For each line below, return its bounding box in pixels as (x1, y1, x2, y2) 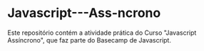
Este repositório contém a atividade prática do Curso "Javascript (7, 28, 197, 37)
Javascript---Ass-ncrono (7, 5, 161, 21)
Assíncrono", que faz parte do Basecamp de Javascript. (7, 35, 171, 44)
